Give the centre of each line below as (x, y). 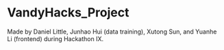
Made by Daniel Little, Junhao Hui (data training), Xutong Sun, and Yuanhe (112, 32)
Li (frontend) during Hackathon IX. (55, 38)
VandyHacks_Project (68, 13)
